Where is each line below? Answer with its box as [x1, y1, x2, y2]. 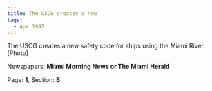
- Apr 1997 [13, 23, 45, 30]
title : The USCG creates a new [7, 10, 97, 17]
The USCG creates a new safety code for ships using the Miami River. [7, 42, 206, 50]
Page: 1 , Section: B [7, 76, 61, 84]
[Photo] [7, 49, 29, 57]
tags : [7, 17, 23, 23]
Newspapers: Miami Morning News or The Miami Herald [7, 63, 171, 71]
